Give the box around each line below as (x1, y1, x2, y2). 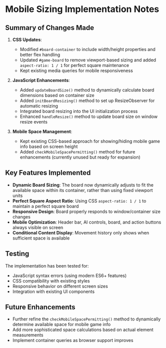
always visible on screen (12, 224, 63, 230)
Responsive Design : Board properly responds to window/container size (12, 208, 161, 214)
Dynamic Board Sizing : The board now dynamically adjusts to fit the (12, 181, 154, 188)
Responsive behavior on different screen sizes (12, 283, 108, 289)
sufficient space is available (12, 235, 70, 241)
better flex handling (19, 51, 60, 57)
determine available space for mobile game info (12, 321, 111, 327)
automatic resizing (19, 103, 58, 108)
